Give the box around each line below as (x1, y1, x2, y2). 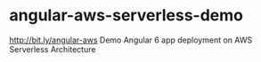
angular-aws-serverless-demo (9, 5, 243, 26)
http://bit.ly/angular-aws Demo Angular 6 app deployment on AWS (9, 35, 253, 45)
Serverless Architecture (9, 43, 96, 54)
